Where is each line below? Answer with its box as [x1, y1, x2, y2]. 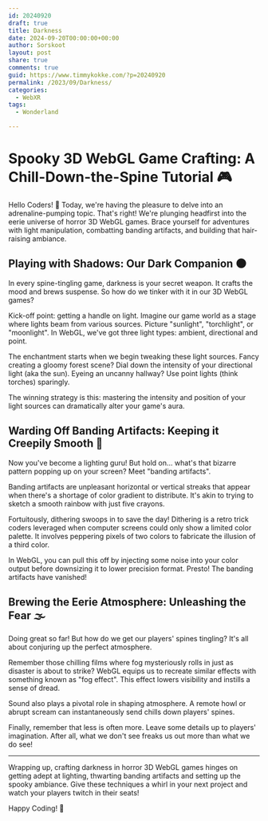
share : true [8, 57, 48, 65]
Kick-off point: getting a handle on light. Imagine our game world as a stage [8, 311, 257, 320]
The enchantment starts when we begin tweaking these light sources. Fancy [8, 351, 259, 361]
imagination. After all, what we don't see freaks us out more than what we [8, 732, 250, 741]
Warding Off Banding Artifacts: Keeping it [8, 424, 219, 438]
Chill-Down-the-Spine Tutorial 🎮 [8, 169, 233, 186]
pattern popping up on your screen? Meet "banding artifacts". [8, 466, 211, 476]
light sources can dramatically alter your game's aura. [8, 401, 185, 410]
